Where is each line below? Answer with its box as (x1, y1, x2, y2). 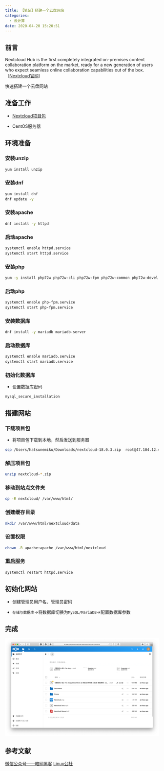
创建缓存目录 (5, 509, 36, 516)
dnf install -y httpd (5, 221, 49, 226)
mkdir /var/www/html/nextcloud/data (5, 521, 80, 526)
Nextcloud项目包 (12, 113, 46, 118)
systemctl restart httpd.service (5, 570, 73, 575)
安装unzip (5, 155, 29, 162)
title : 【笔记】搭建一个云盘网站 (5, 8, 64, 13)
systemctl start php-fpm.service (5, 305, 73, 310)
